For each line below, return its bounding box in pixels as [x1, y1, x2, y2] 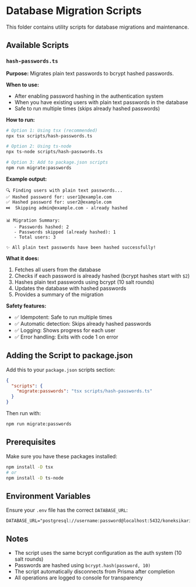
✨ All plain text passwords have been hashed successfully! [6, 244, 156, 250]
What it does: [6, 254, 40, 261]
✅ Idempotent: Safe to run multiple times [14, 313, 113, 320]
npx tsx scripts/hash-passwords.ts [6, 133, 93, 139]
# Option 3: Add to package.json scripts [6, 160, 108, 165]
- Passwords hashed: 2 [13, 224, 69, 230]
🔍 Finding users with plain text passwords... [6, 187, 123, 194]
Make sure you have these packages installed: [6, 453, 118, 460]
